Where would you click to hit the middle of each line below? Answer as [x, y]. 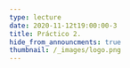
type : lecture [36, 17]
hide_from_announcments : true [65, 42]
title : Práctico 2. [45, 34]
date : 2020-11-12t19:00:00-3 [63, 26]
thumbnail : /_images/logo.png [65, 50]
